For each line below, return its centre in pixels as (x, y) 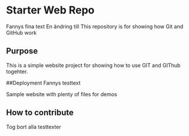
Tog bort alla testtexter (34, 127)
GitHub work (21, 32)
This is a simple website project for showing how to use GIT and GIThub (93, 65)
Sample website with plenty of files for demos (62, 94)
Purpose (22, 51)
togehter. (17, 72)
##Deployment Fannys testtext (43, 83)
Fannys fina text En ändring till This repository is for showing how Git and (95, 26)
